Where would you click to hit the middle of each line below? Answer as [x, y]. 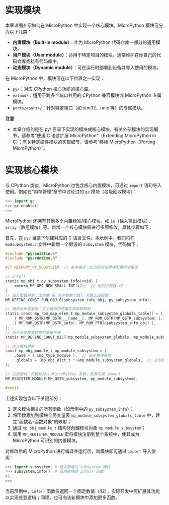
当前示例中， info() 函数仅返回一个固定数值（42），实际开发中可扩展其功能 [82, 491]
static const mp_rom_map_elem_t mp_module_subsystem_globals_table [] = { [84, 314]
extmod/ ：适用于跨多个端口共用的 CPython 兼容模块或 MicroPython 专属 [87, 95]
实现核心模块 [32, 171]
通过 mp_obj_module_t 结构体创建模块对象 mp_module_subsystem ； [79, 428]
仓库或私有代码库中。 [39, 61]
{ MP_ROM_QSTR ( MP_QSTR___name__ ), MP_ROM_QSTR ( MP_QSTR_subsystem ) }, [89, 319]
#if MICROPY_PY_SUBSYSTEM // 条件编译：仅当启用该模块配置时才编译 [72, 268]
